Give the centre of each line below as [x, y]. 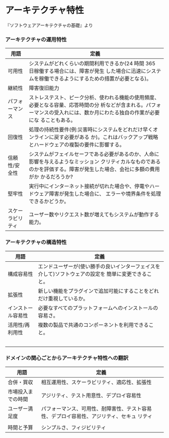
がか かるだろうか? [51, 177]
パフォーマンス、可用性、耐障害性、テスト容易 [96, 408]
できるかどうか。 [49, 201]
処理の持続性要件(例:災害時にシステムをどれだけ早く [91, 130]
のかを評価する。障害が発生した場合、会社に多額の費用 [94, 169]
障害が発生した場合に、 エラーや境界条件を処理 [105, 194]
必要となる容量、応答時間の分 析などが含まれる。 [88, 105]
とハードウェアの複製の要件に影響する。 [77, 145]
